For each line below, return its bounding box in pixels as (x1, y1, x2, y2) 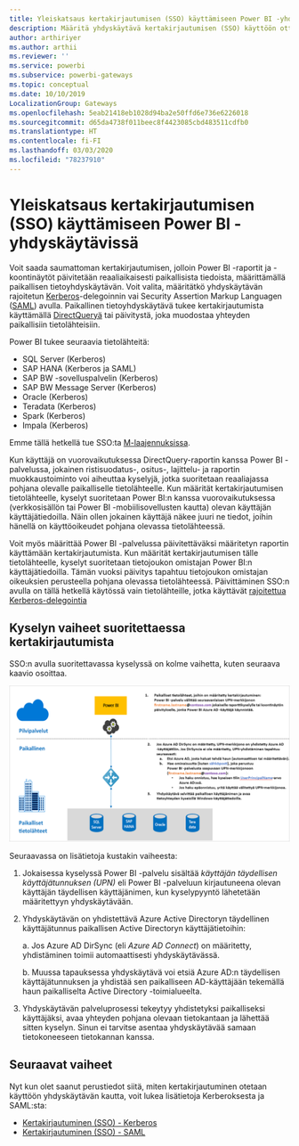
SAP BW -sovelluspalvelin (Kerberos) (21, 372, 158, 383)
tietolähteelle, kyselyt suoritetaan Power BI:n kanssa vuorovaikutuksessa (9, 492, 276, 503)
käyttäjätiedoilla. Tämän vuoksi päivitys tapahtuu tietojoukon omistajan (9, 566, 269, 577)
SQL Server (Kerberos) (21, 353, 107, 364)
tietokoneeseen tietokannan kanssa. (21, 1032, 155, 1043)
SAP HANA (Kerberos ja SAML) (21, 363, 137, 373)
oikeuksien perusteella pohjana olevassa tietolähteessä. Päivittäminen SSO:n (9, 576, 290, 586)
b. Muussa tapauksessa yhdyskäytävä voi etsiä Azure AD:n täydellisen (21, 967, 280, 978)
